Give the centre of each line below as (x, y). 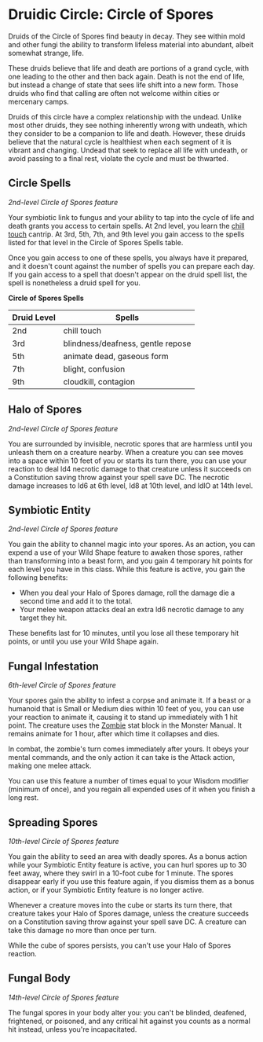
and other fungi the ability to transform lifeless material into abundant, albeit (131, 44)
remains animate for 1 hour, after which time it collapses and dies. (114, 734)
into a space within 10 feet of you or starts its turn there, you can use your (128, 460)
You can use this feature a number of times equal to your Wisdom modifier (129, 781)
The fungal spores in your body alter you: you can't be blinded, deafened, (128, 1012)
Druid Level (34, 317)
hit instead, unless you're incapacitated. (73, 1029)
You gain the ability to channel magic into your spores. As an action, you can (132, 545)
